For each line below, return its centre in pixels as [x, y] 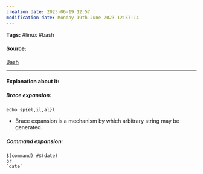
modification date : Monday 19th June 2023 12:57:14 [72, 18]
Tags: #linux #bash [30, 34]
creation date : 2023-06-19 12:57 [48, 12]
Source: [17, 48]
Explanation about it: [33, 82]
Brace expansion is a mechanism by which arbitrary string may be [97, 121]
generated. [29, 127]
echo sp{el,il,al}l [31, 110]
